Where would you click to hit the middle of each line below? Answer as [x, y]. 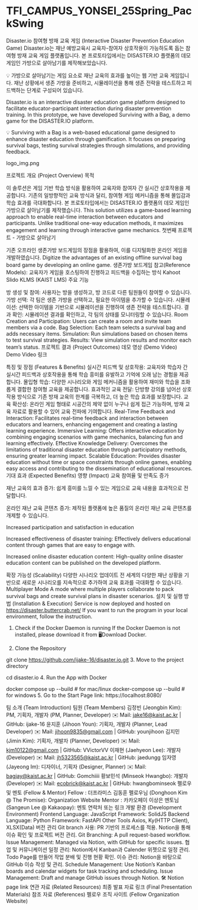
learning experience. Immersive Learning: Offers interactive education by [95, 430]
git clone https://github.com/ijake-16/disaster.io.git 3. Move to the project [95, 660]
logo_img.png [23, 163]
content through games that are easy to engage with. [71, 545]
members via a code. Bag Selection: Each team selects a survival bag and [96, 327]
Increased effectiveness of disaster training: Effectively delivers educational [98, 538]
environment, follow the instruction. [49, 616]
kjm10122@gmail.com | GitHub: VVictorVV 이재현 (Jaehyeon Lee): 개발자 [94, 750]
